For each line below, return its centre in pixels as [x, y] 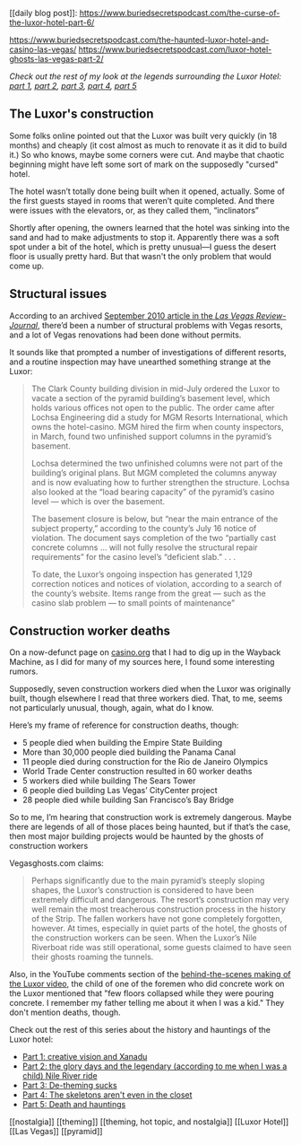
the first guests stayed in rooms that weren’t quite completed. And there [142, 200]
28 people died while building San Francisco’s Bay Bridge [128, 800]
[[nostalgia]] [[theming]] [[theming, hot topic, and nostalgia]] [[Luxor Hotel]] [149, 1122]
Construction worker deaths [90, 631]
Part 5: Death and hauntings [74, 1105]
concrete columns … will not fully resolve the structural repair [144, 547]
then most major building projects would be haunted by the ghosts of [137, 836]
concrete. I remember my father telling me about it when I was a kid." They [147, 1003]
